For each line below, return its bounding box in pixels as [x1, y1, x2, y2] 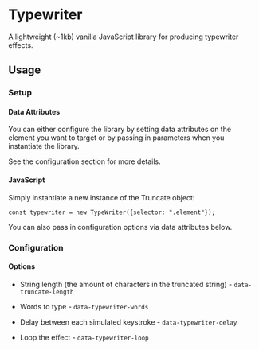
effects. [8, 40, 33, 49]
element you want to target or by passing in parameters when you [8, 133, 225, 142]
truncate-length [19, 288, 74, 296]
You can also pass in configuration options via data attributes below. [8, 222, 233, 231]
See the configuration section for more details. [8, 157, 161, 166]
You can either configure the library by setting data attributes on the [8, 125, 232, 134]
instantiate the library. [8, 142, 80, 151]
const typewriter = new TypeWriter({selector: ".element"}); [8, 208, 216, 216]
